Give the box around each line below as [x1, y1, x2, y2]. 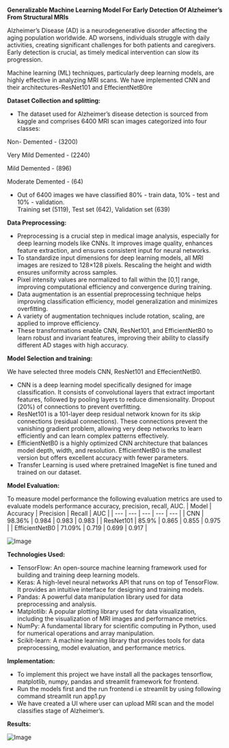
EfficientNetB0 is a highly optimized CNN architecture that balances [16, 439, 208, 447]
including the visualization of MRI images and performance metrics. [16, 614, 208, 623]
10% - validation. [16, 198, 65, 206]
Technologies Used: [7, 551, 66, 558]
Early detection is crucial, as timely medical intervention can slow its [7, 48, 200, 56]
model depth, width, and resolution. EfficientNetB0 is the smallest [16, 447, 202, 454]
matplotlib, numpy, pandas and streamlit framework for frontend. [16, 677, 200, 686]
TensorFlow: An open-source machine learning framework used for [16, 564, 207, 571]
